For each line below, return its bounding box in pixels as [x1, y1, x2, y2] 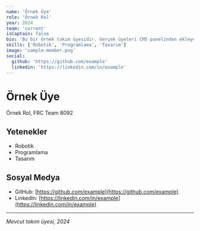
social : [6, 53, 26, 59]
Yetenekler [6, 126, 48, 137]
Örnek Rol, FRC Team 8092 [6, 110, 73, 117]
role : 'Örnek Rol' [6, 14, 52, 20]
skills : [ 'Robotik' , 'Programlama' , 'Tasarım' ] [6, 42, 127, 48]
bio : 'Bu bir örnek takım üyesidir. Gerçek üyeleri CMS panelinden [6, 36, 177, 42]
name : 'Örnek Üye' [6, 8, 52, 15]
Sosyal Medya [6, 172, 60, 182]
